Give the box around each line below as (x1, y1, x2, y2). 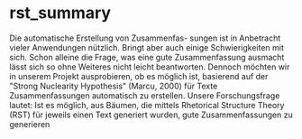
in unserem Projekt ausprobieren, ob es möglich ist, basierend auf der (9, 70, 269, 81)
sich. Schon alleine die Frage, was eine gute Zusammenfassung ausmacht (9, 51, 285, 62)
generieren (9, 118, 50, 129)
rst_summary (9, 3, 111, 23)
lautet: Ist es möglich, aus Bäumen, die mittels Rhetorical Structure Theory (9, 99, 285, 110)
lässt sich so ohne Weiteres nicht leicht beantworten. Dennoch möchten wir (9, 61, 290, 72)
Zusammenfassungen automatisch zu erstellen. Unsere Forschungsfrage (9, 89, 280, 101)
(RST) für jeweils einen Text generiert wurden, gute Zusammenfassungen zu (9, 109, 293, 120)
